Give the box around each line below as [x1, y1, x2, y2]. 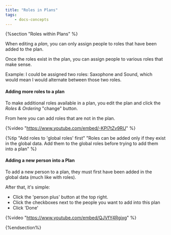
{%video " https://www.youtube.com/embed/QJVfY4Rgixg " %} [5, 215, 136, 221]
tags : [5, 12, 17, 17]
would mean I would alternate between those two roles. [5, 77, 122, 83]
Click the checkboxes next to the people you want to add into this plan [12, 199, 160, 205]
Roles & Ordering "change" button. [5, 105, 78, 111]
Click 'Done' [12, 204, 39, 211]
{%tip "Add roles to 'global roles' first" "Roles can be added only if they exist [5, 135, 166, 141]
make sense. [5, 62, 32, 68]
